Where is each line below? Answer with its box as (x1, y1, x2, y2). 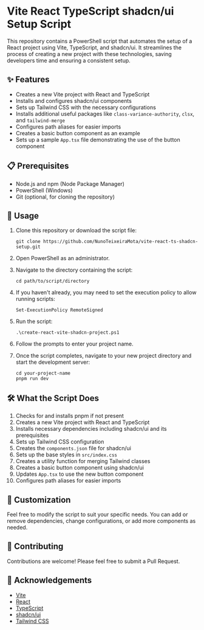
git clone (15, 239, 41, 245)
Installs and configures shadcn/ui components (15, 97, 132, 104)
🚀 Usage (7, 210, 39, 221)
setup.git (15, 244, 41, 250)
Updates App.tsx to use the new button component (15, 470, 144, 478)
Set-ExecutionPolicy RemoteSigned (15, 307, 103, 313)
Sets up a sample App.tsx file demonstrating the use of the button (15, 136, 181, 143)
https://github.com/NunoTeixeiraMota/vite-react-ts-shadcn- (42, 239, 199, 245)
